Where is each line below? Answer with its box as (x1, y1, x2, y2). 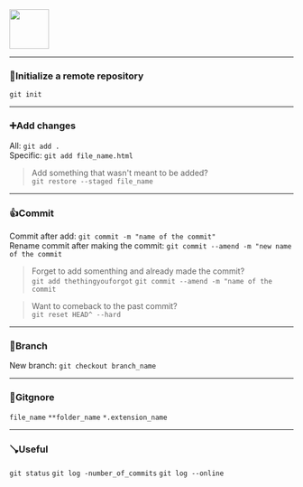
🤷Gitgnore (9, 391, 55, 404)
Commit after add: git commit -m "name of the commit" (9, 230, 216, 241)
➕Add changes (9, 119, 77, 132)
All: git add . (9, 140, 60, 151)
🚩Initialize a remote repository (9, 70, 144, 82)
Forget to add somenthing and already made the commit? (31, 266, 245, 276)
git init (9, 90, 42, 99)
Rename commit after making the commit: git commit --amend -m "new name (9, 239, 292, 251)
